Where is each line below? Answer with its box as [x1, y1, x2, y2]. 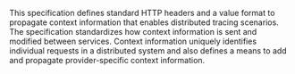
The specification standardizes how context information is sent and [9, 27, 257, 37]
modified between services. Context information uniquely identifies [9, 36, 257, 46]
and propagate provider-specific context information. [9, 55, 206, 65]
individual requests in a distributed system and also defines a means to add [9, 45, 288, 56]
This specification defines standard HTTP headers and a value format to [9, 8, 275, 18]
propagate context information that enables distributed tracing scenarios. [9, 17, 279, 28]
